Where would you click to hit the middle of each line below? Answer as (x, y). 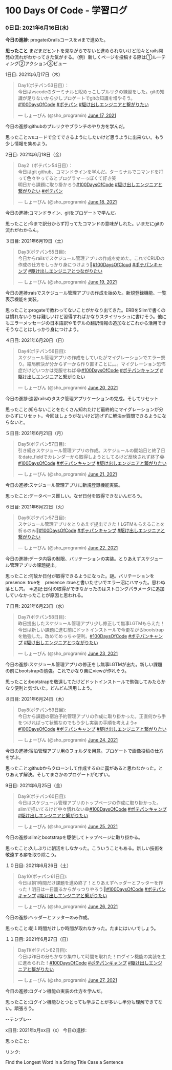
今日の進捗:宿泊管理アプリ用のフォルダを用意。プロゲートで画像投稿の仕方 (84, 751)
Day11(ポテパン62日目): (42, 950)
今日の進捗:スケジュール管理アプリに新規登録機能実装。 (64, 485)
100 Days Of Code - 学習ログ (67, 11)
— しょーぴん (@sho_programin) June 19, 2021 (67, 282)
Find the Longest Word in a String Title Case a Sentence (64, 1062)
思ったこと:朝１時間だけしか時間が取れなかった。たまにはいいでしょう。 (82, 929)
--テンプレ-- (18, 1019)
